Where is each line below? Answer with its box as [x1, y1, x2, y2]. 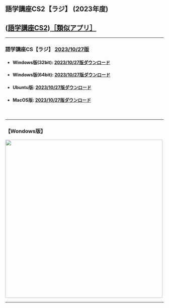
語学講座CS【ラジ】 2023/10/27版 [5, 46, 90, 53]
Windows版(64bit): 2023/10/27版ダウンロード [12, 72, 111, 78]
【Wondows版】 [5, 128, 46, 135]
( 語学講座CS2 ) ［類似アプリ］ [5, 23, 97, 32]
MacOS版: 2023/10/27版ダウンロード [12, 97, 92, 103]
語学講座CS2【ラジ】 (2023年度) [5, 5, 109, 14]
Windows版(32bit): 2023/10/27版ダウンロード [12, 59, 111, 65]
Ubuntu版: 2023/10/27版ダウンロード [12, 84, 92, 90]
